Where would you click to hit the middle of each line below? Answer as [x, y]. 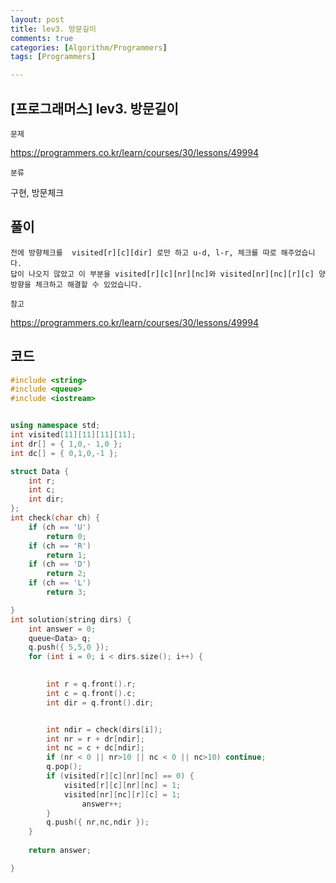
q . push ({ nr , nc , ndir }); [98, 822]
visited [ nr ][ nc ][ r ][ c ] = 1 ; [122, 794]
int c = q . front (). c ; [91, 693]
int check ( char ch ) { [55, 518]
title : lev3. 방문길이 [53, 29]
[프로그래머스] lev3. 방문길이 [94, 108]
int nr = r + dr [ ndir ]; [95, 739]
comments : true [42, 38]
